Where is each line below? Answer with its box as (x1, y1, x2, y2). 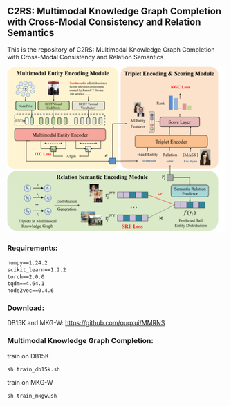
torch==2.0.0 (7, 273, 45, 280)
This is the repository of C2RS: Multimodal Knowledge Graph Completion (7, 45, 216, 54)
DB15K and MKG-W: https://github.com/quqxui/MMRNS (7, 319, 165, 327)
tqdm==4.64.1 (7, 280, 45, 287)
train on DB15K (7, 351, 50, 360)
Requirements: (7, 243, 58, 253)
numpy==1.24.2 (7, 260, 48, 267)
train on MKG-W (7, 378, 53, 386)
